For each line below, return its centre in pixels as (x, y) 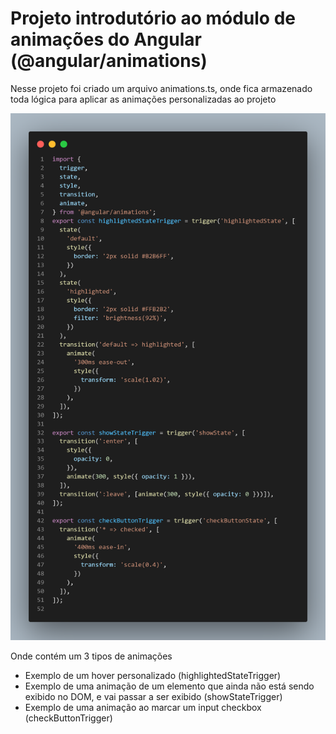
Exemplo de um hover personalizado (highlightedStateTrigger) (153, 676)
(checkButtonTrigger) (68, 718)
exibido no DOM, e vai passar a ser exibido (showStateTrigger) (153, 697)
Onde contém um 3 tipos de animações (91, 656)
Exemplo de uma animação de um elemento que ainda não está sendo (169, 686)
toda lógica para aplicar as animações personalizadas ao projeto (143, 99)
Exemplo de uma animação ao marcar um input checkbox (143, 708)
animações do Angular (106, 39)
